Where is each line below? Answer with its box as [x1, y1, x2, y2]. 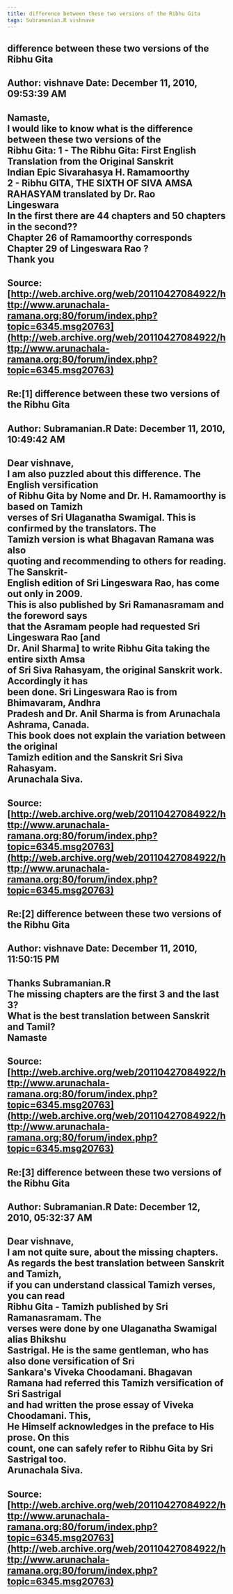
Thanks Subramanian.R [7, 977, 111, 989]
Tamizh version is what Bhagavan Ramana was [7, 534, 214, 546]
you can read [7, 1290, 65, 1302]
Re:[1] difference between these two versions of [7, 388, 220, 400]
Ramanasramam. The [7, 1312, 102, 1324]
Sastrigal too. [7, 1454, 67, 1466]
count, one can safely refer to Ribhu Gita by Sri [7, 1443, 214, 1454]
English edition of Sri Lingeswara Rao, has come [7, 577, 220, 589]
